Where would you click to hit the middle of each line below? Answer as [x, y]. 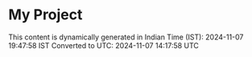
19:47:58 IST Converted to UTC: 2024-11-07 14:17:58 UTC [104, 45]
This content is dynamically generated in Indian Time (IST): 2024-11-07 [126, 37]
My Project [45, 15]
